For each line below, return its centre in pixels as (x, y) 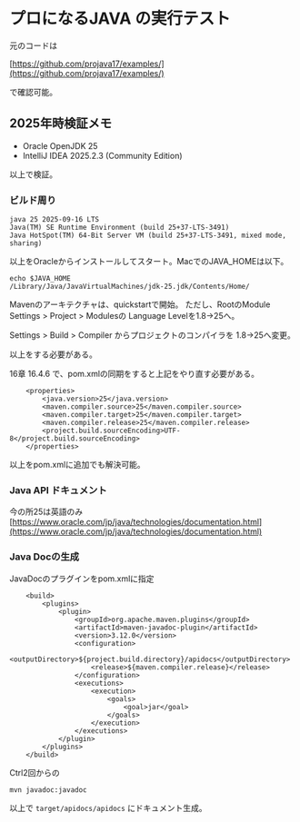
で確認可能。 (33, 92)
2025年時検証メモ (60, 124)
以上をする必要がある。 (53, 354)
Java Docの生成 (45, 557)
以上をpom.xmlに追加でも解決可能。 (77, 465)
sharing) (26, 243)
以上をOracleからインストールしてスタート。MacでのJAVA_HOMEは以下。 (149, 262)
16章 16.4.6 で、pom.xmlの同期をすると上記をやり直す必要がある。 (135, 374)
